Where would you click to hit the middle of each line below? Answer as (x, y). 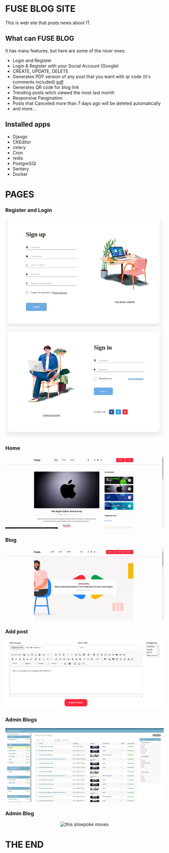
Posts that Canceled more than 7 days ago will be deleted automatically (87, 103)
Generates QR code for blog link (46, 87)
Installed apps (28, 125)
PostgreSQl (24, 163)
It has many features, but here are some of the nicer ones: (65, 50)
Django (20, 136)
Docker (20, 174)
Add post (17, 631)
